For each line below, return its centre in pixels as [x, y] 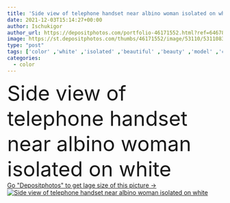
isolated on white [89, 169]
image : [16, 39]
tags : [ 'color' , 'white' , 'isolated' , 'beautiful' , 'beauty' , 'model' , [113, 52]
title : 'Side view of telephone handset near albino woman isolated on [111, 13]
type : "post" [26, 45]
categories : [24, 58]
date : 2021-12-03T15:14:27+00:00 [55, 20]
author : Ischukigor [35, 26]
